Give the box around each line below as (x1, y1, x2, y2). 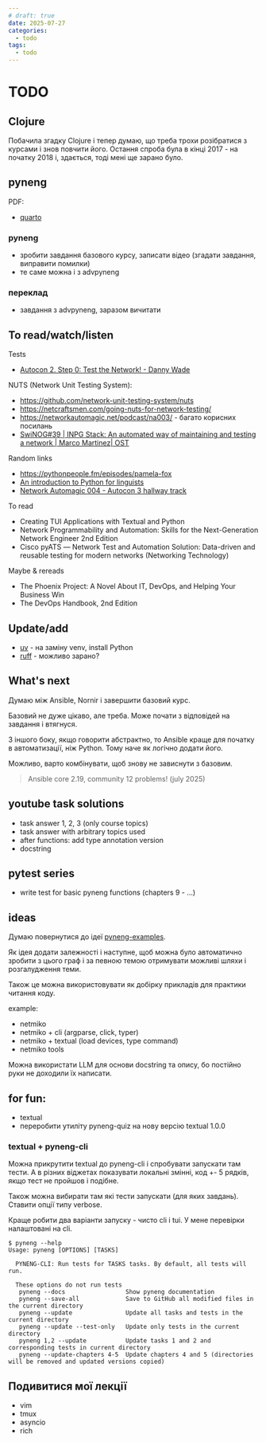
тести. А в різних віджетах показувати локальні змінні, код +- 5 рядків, (8, 1168, 249, 1178)
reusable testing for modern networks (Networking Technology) (19, 551, 229, 560)
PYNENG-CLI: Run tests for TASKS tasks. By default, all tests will (15, 1260, 247, 1268)
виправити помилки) (19, 259, 91, 268)
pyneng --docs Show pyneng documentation (18, 1288, 215, 1296)
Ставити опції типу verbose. (8, 1200, 102, 1209)
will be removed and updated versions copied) (8, 1358, 165, 1366)
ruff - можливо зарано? (19, 651, 100, 661)
